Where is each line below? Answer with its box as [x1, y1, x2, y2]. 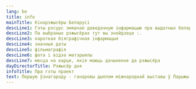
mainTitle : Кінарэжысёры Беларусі [6, 19, 90, 25]
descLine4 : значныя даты [6, 42, 66, 47]
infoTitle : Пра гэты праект [6, 69, 75, 74]
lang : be [6, 8, 27, 15]
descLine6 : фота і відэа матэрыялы [6, 52, 93, 58]
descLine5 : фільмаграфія [6, 47, 66, 53]
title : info [6, 14, 35, 20]
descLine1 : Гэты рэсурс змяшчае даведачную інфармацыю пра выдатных [6, 25, 176, 31]
